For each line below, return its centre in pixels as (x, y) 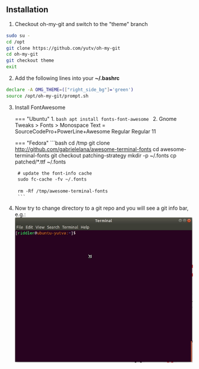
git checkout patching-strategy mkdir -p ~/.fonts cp (113, 155)
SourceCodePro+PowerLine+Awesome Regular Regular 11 (85, 131)
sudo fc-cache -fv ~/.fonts (52, 179)
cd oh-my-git (22, 54)
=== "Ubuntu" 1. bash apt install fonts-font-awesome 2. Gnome (96, 118)
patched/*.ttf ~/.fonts (40, 162)
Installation (27, 10)
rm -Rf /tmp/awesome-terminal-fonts (63, 191)
